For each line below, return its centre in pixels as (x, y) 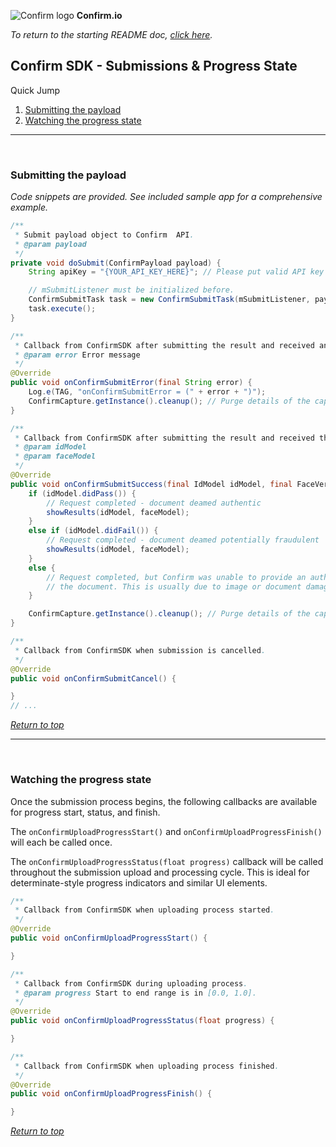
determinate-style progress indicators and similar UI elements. (139, 882)
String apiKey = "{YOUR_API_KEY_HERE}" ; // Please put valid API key (176, 272)
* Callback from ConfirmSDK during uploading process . (131, 983)
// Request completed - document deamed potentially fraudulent (183, 540)
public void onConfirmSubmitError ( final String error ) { (131, 383)
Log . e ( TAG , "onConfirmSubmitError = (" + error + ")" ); (147, 392)
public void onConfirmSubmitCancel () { (93, 678)
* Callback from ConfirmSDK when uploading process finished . (147, 1066)
